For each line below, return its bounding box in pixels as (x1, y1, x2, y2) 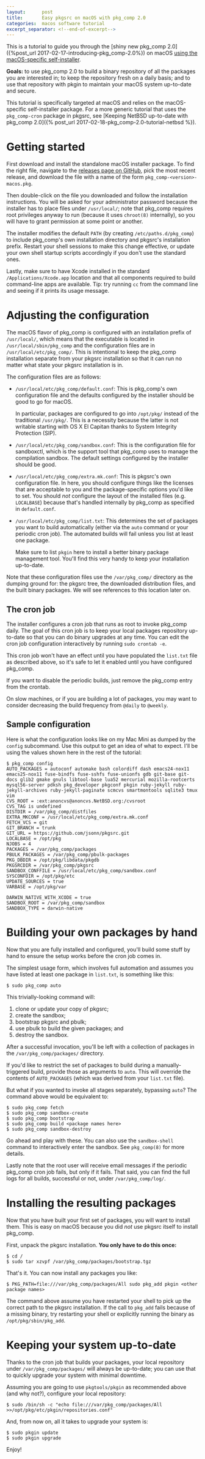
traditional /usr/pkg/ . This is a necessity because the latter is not (15, 417, 179, 424)
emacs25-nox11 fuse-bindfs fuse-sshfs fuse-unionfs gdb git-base (6, 771, 176, 777)
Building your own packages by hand (6, 926, 198, 939)
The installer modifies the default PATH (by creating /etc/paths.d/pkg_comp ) (6, 230, 194, 237)
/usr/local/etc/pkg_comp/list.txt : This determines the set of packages (15, 517, 198, 524)
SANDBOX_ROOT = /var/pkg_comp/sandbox (6, 900, 105, 906)
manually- (156, 1061, 182, 1069)
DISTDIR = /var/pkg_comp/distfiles (6, 809, 97, 815)
